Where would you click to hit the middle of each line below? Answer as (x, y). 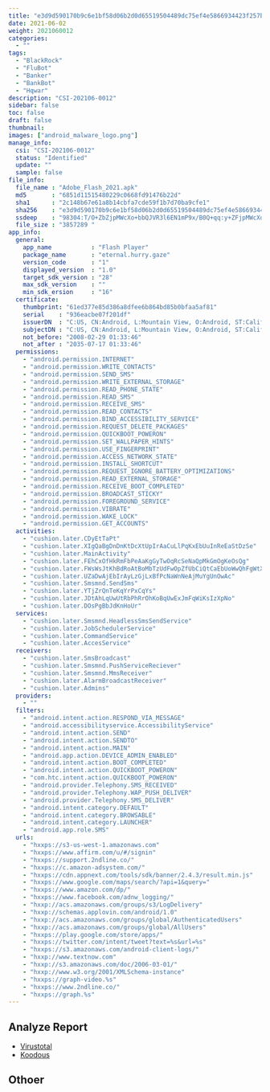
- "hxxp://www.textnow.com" (70, 957)
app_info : (25, 233)
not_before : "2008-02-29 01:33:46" (82, 337)
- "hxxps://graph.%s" (59, 994)
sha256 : (36, 210)
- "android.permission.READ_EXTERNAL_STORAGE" (102, 479)
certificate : (37, 300)
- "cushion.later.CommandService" (80, 636)
